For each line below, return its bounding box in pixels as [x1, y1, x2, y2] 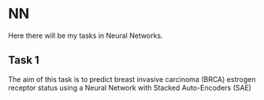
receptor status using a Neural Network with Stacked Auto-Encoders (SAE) [8, 83, 252, 92]
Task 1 [8, 54, 39, 67]
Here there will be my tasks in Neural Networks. [8, 31, 163, 40]
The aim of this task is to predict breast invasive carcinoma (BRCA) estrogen [8, 74, 256, 83]
